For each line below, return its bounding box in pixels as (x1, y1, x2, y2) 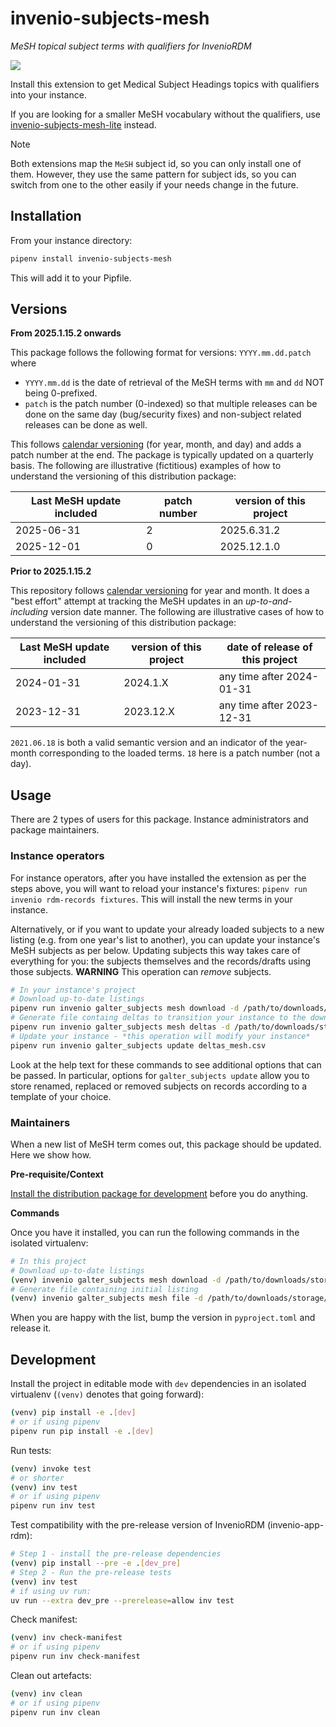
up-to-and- (245, 595, 293, 607)
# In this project (10, 1256, 87, 1266)
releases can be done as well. (24, 419, 148, 431)
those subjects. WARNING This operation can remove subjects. (10, 965, 272, 977)
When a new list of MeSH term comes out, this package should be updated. (10, 1138, 322, 1150)
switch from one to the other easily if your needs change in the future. (10, 178, 299, 191)
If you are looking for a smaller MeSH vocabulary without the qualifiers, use (10, 108, 322, 120)
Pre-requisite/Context (10, 1168, 104, 1180)
